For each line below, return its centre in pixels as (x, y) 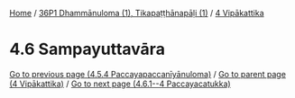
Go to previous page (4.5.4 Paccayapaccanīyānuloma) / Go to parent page (148, 74)
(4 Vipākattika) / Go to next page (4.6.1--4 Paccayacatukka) (120, 84)
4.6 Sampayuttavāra (87, 49)
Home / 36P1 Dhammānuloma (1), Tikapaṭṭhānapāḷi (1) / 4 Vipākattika (137, 13)
